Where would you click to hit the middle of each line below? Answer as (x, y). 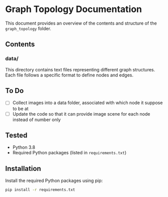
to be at (20, 109)
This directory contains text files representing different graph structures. (80, 69)
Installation (23, 169)
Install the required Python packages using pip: (54, 181)
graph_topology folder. (28, 28)
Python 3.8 (24, 147)
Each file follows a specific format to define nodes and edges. (69, 75)
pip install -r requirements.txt (40, 190)
